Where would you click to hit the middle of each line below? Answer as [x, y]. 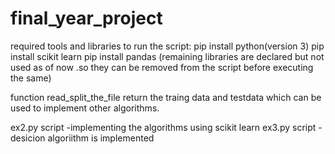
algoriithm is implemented [101, 138]
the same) [31, 78]
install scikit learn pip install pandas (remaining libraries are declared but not [167, 56]
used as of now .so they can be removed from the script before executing [162, 67]
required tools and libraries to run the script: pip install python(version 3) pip [167, 46]
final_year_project [86, 18]
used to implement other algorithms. [85, 108]
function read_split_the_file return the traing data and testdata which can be [166, 97]
